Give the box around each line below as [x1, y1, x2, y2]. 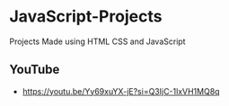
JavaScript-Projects [9, 6, 163, 27]
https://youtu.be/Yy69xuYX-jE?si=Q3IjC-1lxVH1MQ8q [22, 85, 220, 96]
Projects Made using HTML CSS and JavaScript [9, 36, 186, 47]
